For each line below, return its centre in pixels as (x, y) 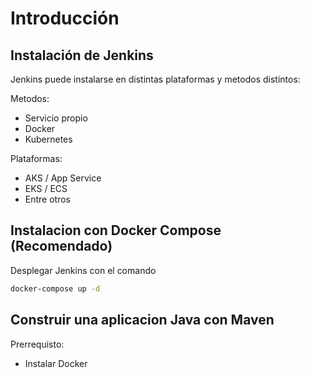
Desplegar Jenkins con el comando (83, 270)
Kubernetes (48, 139)
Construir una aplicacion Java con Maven (142, 320)
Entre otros (47, 199)
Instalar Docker (56, 363)
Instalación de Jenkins (82, 55)
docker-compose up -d (55, 288)
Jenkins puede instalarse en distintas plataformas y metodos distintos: (155, 79)
